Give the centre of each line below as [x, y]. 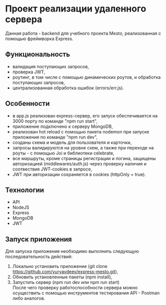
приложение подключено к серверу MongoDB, [63, 126]
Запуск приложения [38, 239]
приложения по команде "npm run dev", [55, 137]
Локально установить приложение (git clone [60, 266]
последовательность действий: [39, 257]
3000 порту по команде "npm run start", [55, 121]
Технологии [24, 190]
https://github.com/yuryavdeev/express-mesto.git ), [65, 272]
